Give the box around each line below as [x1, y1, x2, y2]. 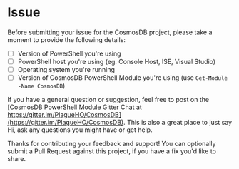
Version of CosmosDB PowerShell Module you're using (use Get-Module [17, 73, 228, 82]
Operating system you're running [17, 66, 116, 74]
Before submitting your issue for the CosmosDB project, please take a [7, 28, 213, 36]
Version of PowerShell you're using [17, 49, 121, 58]
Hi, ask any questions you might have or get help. [7, 126, 153, 134]
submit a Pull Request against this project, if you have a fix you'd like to [7, 147, 216, 155]
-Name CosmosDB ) [17, 81, 66, 90]
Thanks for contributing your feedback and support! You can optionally [7, 140, 216, 148]
